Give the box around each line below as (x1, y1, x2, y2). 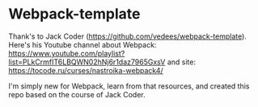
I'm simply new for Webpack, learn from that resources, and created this (8, 81, 250, 91)
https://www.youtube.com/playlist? (8, 48, 125, 58)
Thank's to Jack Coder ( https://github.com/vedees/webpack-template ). (8, 31, 247, 41)
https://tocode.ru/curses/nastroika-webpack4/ (8, 65, 163, 75)
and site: (167, 57, 197, 67)
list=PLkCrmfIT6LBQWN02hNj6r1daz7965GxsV (8, 57, 166, 67)
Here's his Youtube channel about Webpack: (8, 39, 157, 49)
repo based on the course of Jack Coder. (8, 89, 146, 99)
